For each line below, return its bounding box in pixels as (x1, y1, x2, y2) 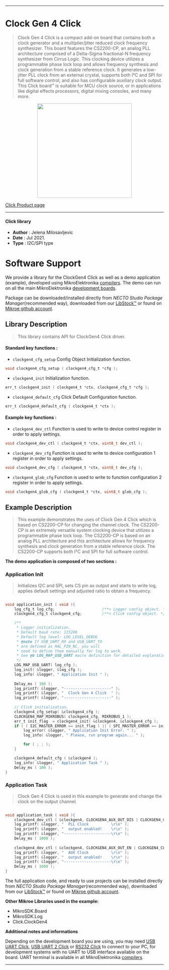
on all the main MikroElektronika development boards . (5, 285, 117, 291)
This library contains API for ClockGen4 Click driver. (17, 333, 126, 339)
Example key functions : (5, 414, 57, 421)
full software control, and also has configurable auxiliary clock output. (17, 77, 162, 83)
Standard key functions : (5, 345, 58, 351)
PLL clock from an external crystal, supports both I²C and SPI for (28, 72, 162, 78)
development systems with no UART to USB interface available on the (5, 949, 150, 955)
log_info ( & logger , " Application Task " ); (14, 760, 109, 766)
